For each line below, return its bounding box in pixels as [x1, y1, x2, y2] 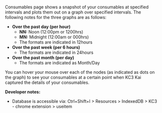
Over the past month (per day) [12, 55, 74, 60]
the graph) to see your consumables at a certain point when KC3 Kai [5, 75, 141, 80]
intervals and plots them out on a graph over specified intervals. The [5, 9, 141, 15]
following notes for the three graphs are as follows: [5, 15, 106, 20]
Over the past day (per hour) [12, 24, 71, 30]
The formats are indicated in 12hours [19, 39, 93, 45]
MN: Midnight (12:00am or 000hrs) [19, 34, 89, 40]
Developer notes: [5, 89, 41, 95]
